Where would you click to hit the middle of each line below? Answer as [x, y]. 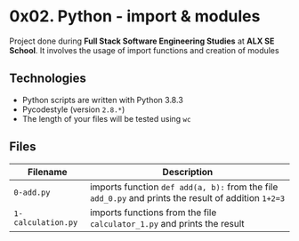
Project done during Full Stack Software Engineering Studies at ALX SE [142, 41]
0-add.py [32, 192]
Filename [48, 172]
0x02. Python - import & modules [135, 16]
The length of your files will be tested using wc [106, 118]
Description [188, 172]
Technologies [48, 79]
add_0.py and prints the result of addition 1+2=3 [188, 197]
